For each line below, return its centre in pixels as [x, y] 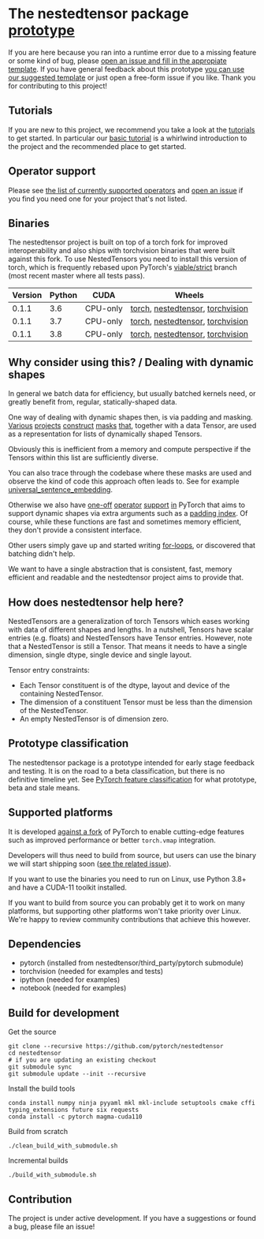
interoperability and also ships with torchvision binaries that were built [122, 251]
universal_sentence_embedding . [60, 490]
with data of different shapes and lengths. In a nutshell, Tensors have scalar [131, 629]
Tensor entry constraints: [49, 670]
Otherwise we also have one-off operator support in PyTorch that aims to [127, 505]
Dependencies [45, 944]
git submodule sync [40, 1067]
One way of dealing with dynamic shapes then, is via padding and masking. [131, 417]
